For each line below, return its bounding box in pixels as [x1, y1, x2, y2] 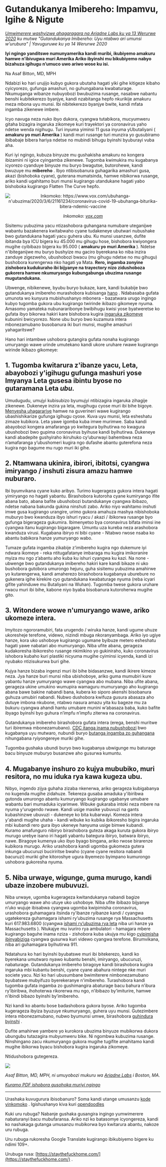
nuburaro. [5, 475, 37, 483]
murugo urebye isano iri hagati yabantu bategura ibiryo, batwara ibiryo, [5, 833, 150, 839]
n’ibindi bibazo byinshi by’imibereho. [5, 993, 80, 999]
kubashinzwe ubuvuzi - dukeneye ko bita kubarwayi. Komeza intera [5, 812, 143, 818]
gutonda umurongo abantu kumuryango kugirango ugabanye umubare [5, 796, 149, 802]
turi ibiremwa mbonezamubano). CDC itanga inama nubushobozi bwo [5, 725, 147, 731]
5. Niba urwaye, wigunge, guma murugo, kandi [5, 873, 152, 882]
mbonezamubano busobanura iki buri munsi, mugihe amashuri [5, 321, 132, 327]
